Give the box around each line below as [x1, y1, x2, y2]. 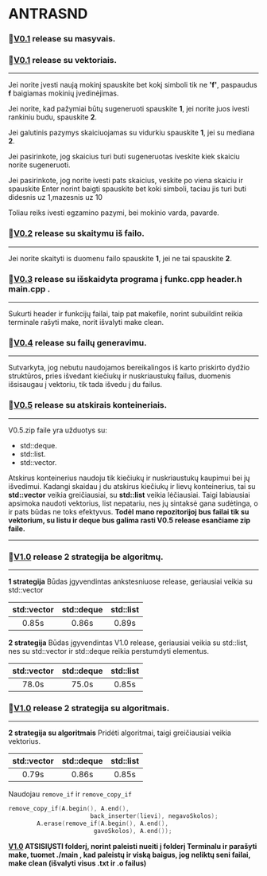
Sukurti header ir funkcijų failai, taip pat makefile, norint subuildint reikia [8, 309, 243, 319]
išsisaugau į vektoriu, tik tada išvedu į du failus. [8, 380, 163, 389]
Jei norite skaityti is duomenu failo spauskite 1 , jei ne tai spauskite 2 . [8, 253, 232, 263]
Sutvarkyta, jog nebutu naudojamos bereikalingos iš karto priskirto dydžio [8, 363, 250, 373]
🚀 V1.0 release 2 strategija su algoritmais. [8, 702, 170, 714]
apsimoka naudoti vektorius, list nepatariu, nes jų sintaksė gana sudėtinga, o [8, 499, 258, 508]
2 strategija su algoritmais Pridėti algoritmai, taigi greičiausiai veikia [8, 728, 232, 737]
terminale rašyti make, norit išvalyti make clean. [8, 318, 164, 327]
